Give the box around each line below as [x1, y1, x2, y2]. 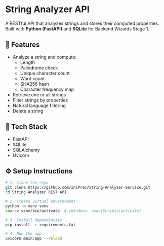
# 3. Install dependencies [5, 217, 62, 223]
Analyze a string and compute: [12, 54, 77, 60]
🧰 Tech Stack [5, 123, 48, 131]
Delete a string [12, 108, 44, 114]
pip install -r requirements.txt [5, 222, 76, 227]
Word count [20, 75, 45, 82]
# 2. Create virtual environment [5, 199, 76, 204]
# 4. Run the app [5, 231, 42, 236]
